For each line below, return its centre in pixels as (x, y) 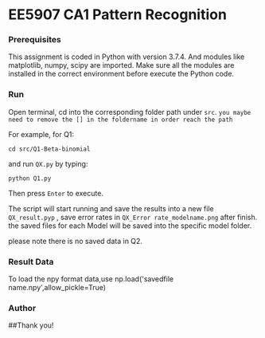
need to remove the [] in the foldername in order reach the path (121, 120)
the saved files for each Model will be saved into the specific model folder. (130, 226)
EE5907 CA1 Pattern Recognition (117, 15)
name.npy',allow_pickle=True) (57, 288)
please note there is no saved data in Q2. (76, 241)
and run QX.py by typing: (48, 163)
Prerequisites (35, 40)
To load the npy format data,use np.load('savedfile (91, 279)
